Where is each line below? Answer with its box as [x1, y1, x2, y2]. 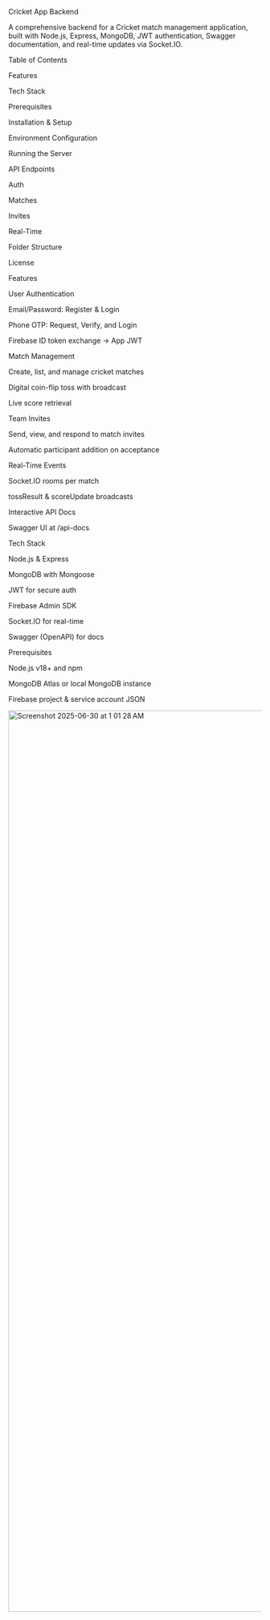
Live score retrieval [8, 398, 72, 407]
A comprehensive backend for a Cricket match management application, [8, 23, 248, 31]
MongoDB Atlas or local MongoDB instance [8, 679, 152, 688]
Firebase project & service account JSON [8, 695, 145, 703]
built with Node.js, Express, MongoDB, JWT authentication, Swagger [8, 31, 236, 40]
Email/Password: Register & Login [8, 305, 120, 314]
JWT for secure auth [8, 585, 77, 595]
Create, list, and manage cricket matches [8, 367, 145, 377]
